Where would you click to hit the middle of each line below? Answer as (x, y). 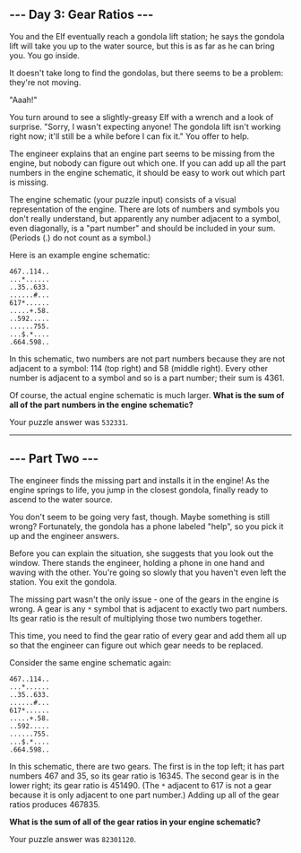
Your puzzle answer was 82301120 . (73, 839)
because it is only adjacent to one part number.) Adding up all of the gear (144, 795)
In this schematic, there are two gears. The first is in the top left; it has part (147, 766)
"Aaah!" (23, 100)
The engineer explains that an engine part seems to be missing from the (142, 153)
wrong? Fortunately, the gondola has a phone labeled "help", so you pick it (146, 526)
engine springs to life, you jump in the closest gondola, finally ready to (139, 490)
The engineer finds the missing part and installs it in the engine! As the (140, 480)
